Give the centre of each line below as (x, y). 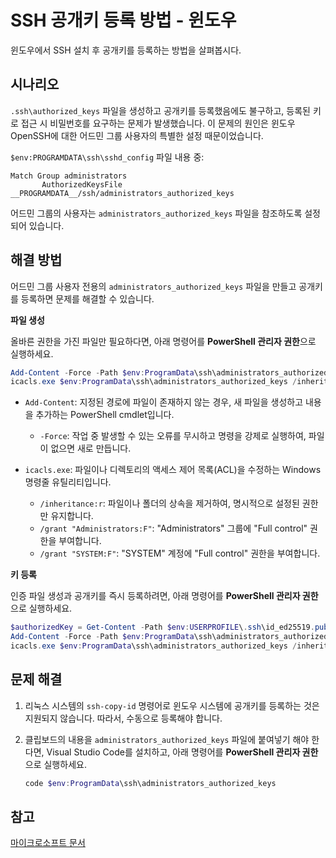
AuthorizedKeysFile (82, 184)
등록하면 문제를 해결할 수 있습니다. (87, 298)
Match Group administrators (69, 176)
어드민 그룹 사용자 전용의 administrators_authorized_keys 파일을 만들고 (153, 286)
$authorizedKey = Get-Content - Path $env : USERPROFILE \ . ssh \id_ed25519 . (162, 627)
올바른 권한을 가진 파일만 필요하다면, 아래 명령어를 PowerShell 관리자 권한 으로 (163, 341)
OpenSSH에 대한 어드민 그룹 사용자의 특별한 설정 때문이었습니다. (137, 135)
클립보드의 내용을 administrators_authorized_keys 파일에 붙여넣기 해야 (167, 739)
